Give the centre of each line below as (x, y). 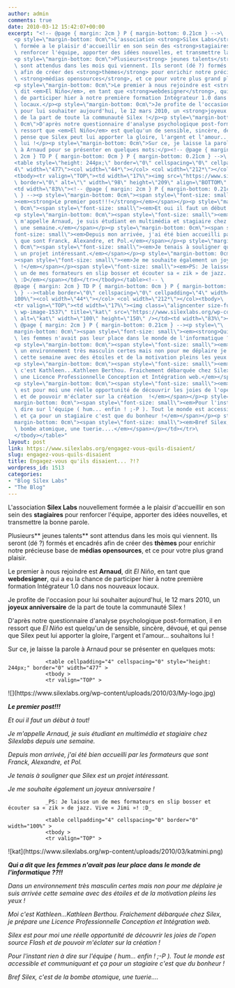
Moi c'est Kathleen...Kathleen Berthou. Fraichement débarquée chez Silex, (115, 914)
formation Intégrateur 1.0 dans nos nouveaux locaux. (84, 586)
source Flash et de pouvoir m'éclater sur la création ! (84, 942)
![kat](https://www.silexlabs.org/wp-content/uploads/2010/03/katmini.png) (116, 851)
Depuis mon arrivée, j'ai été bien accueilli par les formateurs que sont (108, 754)
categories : (25, 474)
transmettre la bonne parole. (49, 522)
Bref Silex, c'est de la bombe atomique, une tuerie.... (83, 977)
